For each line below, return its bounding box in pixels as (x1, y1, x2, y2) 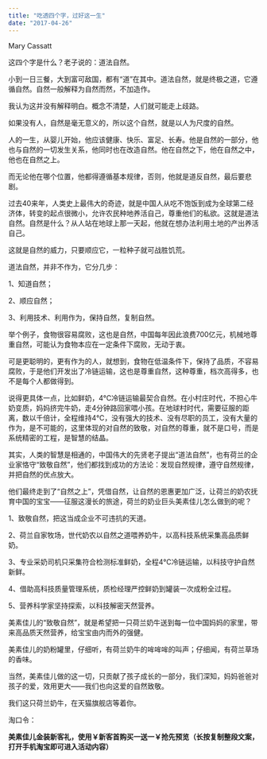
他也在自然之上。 (8, 154, 64, 164)
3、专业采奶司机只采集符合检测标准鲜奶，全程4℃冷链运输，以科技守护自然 (8, 557, 256, 567)
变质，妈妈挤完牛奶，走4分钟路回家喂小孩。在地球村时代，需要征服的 (14, 403, 243, 412)
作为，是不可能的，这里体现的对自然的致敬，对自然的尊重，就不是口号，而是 (8, 423, 259, 432)
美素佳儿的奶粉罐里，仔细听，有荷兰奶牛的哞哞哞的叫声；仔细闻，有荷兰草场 (8, 645, 259, 654)
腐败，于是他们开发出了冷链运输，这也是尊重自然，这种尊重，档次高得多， (8, 366, 252, 376)
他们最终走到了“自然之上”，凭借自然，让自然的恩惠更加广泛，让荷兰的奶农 (8, 486, 252, 496)
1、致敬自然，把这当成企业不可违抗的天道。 (8, 513, 151, 523)
